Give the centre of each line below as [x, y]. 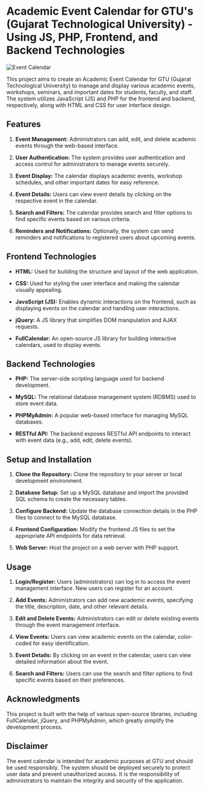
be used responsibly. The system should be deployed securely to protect [98, 767]
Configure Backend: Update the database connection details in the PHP [106, 511]
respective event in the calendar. [56, 201]
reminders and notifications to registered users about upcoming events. [106, 237]
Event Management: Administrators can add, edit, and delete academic [106, 139]
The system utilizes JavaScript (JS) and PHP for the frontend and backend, [101, 99]
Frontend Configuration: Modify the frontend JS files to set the [95, 529]
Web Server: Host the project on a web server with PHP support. [97, 548]
